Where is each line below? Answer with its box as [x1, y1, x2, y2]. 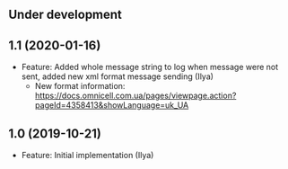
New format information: [34, 81, 126, 92]
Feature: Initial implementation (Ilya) [21, 150, 154, 161]
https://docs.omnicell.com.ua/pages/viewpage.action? [34, 90, 237, 102]
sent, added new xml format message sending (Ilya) [21, 71, 214, 82]
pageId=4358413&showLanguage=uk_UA [34, 100, 189, 111]
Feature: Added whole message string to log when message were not [21, 62, 279, 73]
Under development [8, 7, 123, 22]
